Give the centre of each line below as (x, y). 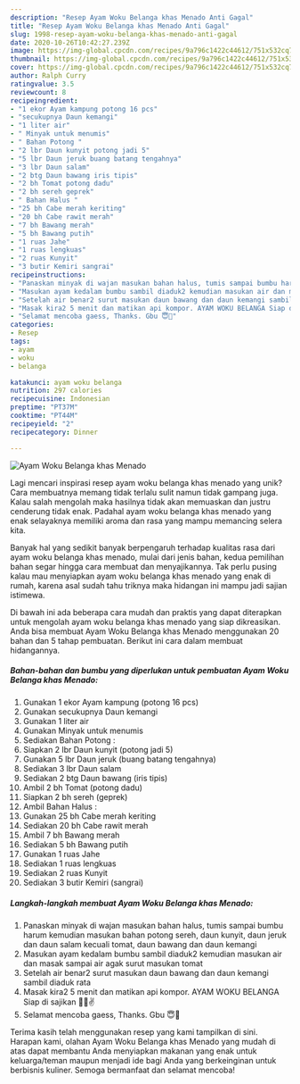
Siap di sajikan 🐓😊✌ (59, 1002)
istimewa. (28, 595)
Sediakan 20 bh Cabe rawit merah (85, 826)
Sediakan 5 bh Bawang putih (75, 845)
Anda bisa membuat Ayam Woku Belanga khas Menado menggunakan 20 (145, 631)
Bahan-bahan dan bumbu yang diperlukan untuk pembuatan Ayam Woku (150, 671)
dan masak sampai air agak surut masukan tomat (113, 963)
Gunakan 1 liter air (56, 721)
